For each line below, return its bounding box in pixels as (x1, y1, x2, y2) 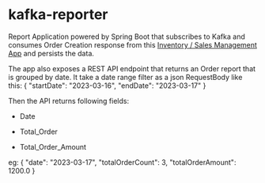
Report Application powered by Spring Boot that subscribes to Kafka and (8, 32, 245, 41)
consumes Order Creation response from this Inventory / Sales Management (8, 40, 257, 49)
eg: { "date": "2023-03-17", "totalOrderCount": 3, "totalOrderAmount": (8, 157, 237, 167)
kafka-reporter (8, 6, 108, 24)
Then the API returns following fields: (8, 96, 129, 105)
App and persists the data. (8, 48, 95, 58)
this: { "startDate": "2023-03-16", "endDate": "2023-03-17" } (8, 81, 206, 90)
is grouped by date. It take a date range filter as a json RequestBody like (8, 72, 243, 82)
